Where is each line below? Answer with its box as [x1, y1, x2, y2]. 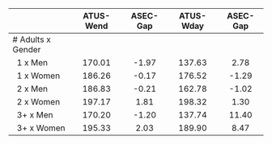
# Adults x [12, 34, 51, 45]
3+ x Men [16, 109, 53, 120]
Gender [12, 44, 41, 55]
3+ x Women [16, 122, 66, 134]
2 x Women [16, 97, 61, 107]
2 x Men [16, 84, 49, 94]
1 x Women [16, 70, 61, 81]
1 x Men [16, 57, 49, 68]
